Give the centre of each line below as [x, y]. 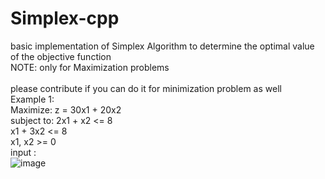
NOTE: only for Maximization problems [90, 67]
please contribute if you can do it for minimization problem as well [146, 88]
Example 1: [32, 99]
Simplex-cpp [65, 18]
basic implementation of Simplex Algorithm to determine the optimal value [162, 46]
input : [23, 152]
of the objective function [61, 56]
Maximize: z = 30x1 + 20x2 [66, 109]
